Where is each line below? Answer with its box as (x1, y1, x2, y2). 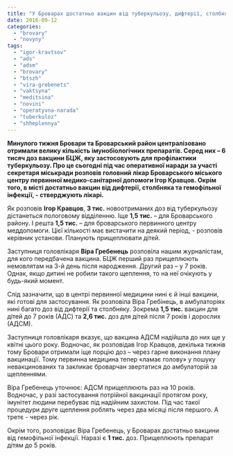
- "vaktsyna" (13, 87, 51, 94)
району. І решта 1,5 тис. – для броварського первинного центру (7, 219, 197, 227)
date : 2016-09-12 (7, 17, 58, 24)
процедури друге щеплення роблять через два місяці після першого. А (7, 405, 218, 414)
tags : (7, 42, 23, 49)
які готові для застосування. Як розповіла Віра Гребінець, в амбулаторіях (7, 297, 225, 305)
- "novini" (13, 101, 45, 108)
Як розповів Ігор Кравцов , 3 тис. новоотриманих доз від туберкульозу (7, 204, 218, 212)
